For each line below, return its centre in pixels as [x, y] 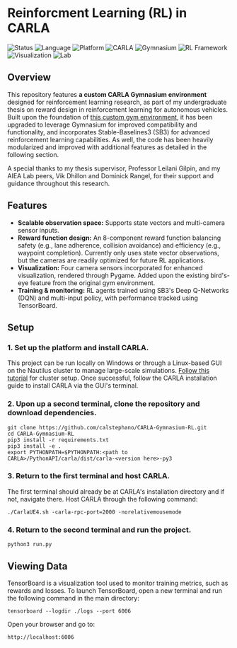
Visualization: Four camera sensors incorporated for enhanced [110, 267]
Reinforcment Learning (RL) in [97, 13]
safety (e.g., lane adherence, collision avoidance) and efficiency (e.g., [119, 245]
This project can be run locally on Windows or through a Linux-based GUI [115, 363]
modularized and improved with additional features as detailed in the [107, 147]
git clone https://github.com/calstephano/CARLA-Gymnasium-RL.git [107, 427]
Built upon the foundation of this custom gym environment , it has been [110, 117]
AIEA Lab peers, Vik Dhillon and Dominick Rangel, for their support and [111, 175]
